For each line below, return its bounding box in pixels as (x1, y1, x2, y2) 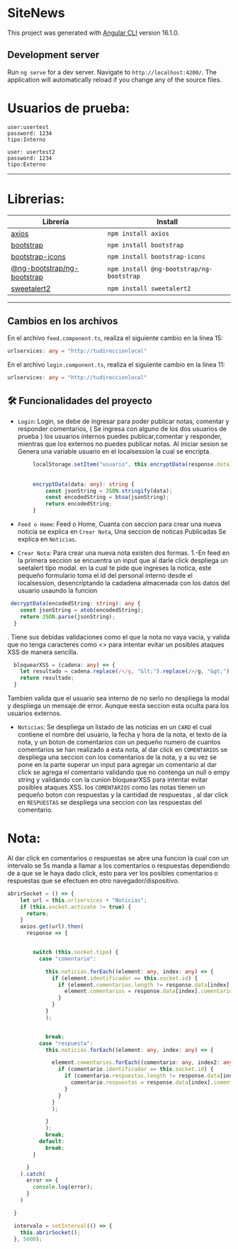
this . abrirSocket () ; (20, 1228, 81, 1236)
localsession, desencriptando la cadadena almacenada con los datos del (17, 579, 230, 587)
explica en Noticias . (17, 535, 77, 543)
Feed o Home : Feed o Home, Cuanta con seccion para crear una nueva (17, 520, 222, 528)
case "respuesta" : (38, 1040, 93, 1047)
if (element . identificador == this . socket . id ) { (52, 975, 198, 982)
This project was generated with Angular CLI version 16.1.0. (7, 28, 179, 37)
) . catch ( (20, 1170, 46, 1177)
